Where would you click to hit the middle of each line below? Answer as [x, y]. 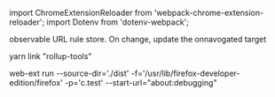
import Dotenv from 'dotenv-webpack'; [118, 22]
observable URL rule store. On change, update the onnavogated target [138, 39]
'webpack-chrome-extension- [209, 13]
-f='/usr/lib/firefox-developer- [186, 73]
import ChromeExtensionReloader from [81, 13]
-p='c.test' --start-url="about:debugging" [141, 82]
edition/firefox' [36, 82]
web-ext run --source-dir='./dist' [69, 73]
